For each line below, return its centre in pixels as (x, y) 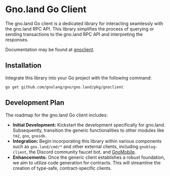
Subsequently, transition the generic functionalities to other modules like (88, 130)
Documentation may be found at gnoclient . (50, 49)
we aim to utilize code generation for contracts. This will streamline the (87, 163)
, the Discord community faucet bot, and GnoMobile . (81, 152)
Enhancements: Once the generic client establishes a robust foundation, (89, 157)
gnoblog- (149, 147)
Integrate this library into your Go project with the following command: (79, 78)
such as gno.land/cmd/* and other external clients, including (75, 146)
